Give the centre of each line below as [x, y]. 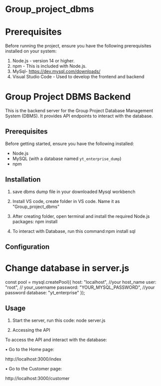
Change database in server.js [67, 268]
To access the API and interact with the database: [56, 340]
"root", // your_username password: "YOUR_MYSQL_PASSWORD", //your [80, 287]
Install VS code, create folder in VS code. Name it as [66, 201]
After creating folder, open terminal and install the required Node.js [81, 216]
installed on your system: [31, 51]
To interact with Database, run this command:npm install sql [74, 231]
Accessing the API [31, 330]
